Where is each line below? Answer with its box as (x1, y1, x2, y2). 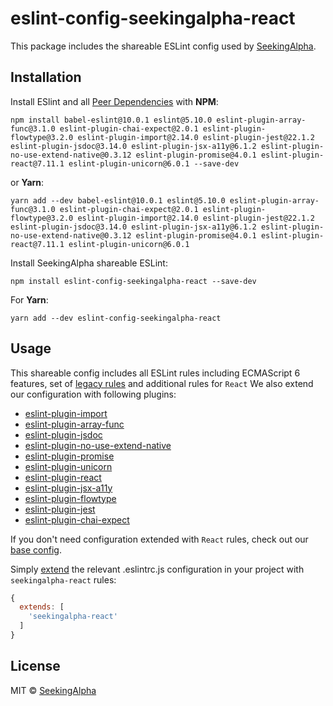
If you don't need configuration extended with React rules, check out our (10, 533, 309, 545)
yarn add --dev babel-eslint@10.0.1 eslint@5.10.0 (10, 195, 226, 206)
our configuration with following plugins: (10, 388, 177, 400)
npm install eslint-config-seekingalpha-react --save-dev (10, 276, 257, 286)
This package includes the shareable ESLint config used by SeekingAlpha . (10, 40, 317, 52)
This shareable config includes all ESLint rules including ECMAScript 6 (10, 367, 301, 379)
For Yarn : (10, 293, 49, 306)
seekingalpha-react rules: (10, 573, 117, 586)
